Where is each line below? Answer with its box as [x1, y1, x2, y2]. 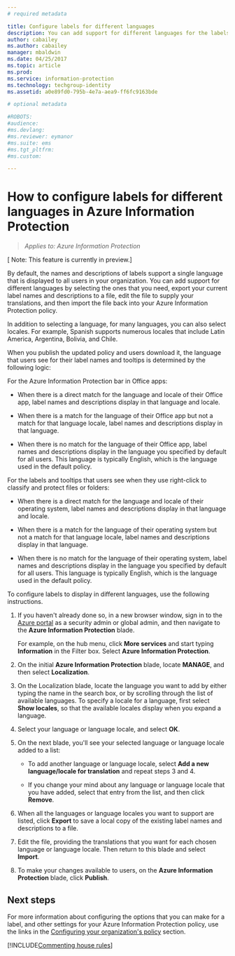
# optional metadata [7, 101, 68, 108]
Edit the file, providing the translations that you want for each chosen [17, 837, 217, 846]
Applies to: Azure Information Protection [24, 242, 141, 250]
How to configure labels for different [7, 189, 223, 205]
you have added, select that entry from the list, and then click [27, 788, 205, 797]
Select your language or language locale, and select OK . [17, 725, 180, 734]
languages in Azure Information [7, 204, 195, 220]
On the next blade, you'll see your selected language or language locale [17, 739, 225, 747]
